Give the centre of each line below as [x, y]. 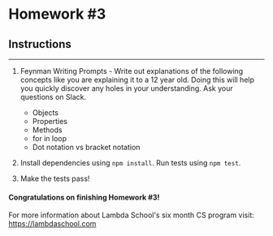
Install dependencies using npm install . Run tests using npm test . [130, 163]
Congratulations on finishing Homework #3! [84, 197]
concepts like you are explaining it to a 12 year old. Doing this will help [137, 79]
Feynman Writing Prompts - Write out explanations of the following [132, 71]
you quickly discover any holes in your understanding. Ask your [126, 88]
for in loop [50, 138]
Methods [47, 130]
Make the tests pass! [55, 178]
